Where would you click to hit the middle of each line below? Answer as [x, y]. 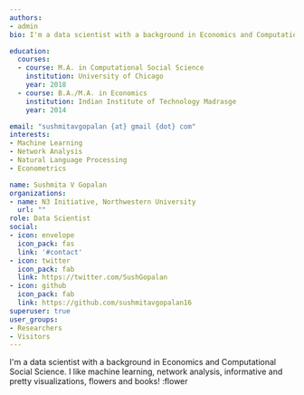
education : [30, 51]
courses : [34, 60]
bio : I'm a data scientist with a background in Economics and [131, 34]
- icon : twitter [40, 260]
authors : [26, 18]
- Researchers [36, 328]
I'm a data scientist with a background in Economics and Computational [143, 362]
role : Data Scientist [50, 218]
